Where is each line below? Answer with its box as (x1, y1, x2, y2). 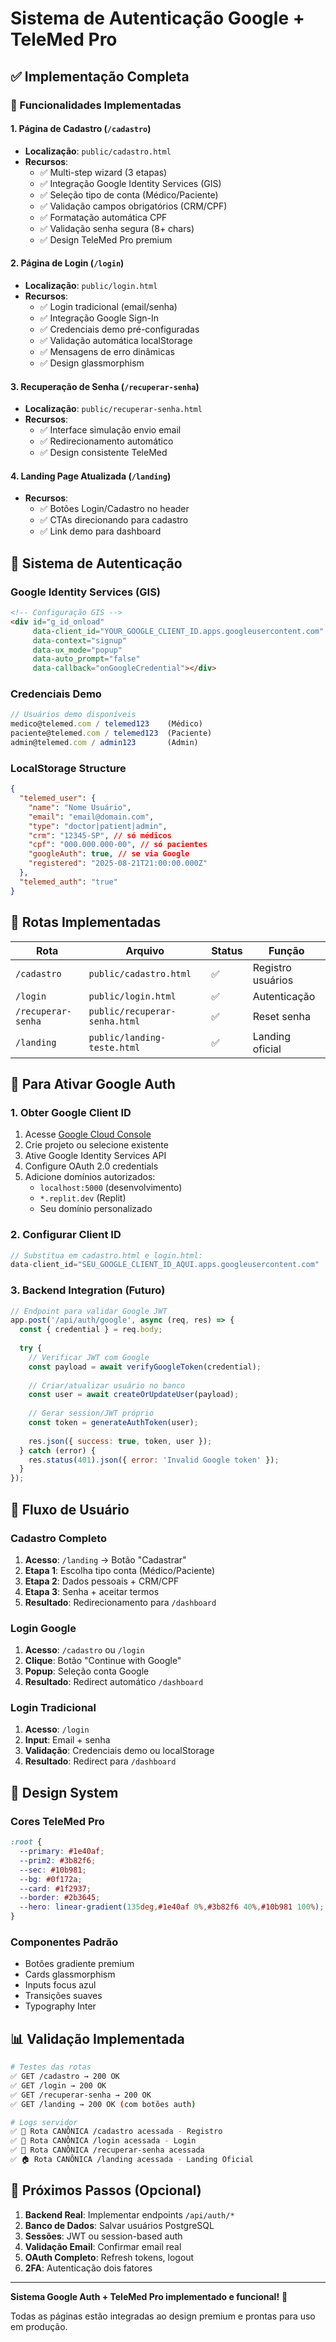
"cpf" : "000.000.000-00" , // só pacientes (28, 840, 208, 850)
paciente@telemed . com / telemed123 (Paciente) (10, 728, 213, 739)
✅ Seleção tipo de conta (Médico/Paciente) (39, 188, 219, 201)
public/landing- (88, 1032, 167, 1043)
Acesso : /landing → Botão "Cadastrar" (24, 1553, 187, 1566)
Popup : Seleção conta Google (24, 1665, 150, 1677)
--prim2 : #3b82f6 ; (19, 1855, 97, 1866)
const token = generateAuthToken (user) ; (28, 1418, 199, 1428)
